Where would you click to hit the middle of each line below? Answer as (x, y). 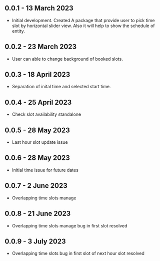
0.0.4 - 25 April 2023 (38, 102)
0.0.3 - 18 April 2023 (37, 75)
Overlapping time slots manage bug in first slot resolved (69, 225)
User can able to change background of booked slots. (67, 59)
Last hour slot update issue (40, 142)
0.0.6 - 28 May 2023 (37, 158)
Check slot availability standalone (46, 114)
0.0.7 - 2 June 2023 (36, 186)
